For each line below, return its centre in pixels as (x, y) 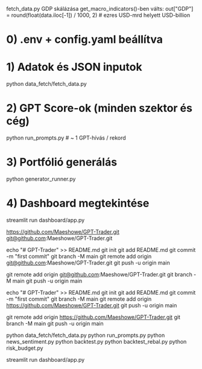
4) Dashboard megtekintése (78, 203)
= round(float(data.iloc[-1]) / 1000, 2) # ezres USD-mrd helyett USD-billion (98, 15)
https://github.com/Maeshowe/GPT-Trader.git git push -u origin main (92, 305)
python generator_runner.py (41, 179)
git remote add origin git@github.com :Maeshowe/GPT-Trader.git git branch (99, 274)
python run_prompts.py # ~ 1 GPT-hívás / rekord (66, 138)
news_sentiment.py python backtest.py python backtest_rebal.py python (96, 341)
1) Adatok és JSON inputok (74, 67)
